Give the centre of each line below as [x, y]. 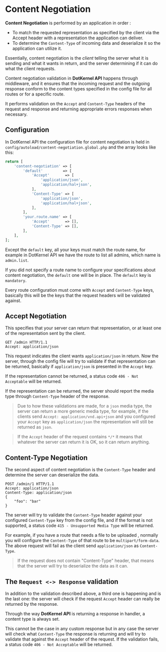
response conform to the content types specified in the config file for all [79, 88]
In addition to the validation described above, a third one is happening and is [83, 593]
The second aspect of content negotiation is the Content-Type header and [80, 470]
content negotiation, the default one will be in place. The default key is [78, 275]
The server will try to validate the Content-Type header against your [74, 515]
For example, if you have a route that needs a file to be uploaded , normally [82, 535]
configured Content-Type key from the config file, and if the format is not [79, 520]
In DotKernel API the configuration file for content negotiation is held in [77, 142]
